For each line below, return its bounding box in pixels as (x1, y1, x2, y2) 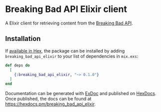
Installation (5, 34, 41, 43)
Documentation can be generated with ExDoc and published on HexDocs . (5, 90, 157, 96)
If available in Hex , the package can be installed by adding (5, 47, 125, 53)
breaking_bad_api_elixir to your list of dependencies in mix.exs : (5, 53, 139, 59)
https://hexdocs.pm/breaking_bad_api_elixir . (5, 101, 96, 107)
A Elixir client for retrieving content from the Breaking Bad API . (5, 20, 133, 26)
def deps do (5, 62, 30, 68)
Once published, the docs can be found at (5, 96, 92, 102)
